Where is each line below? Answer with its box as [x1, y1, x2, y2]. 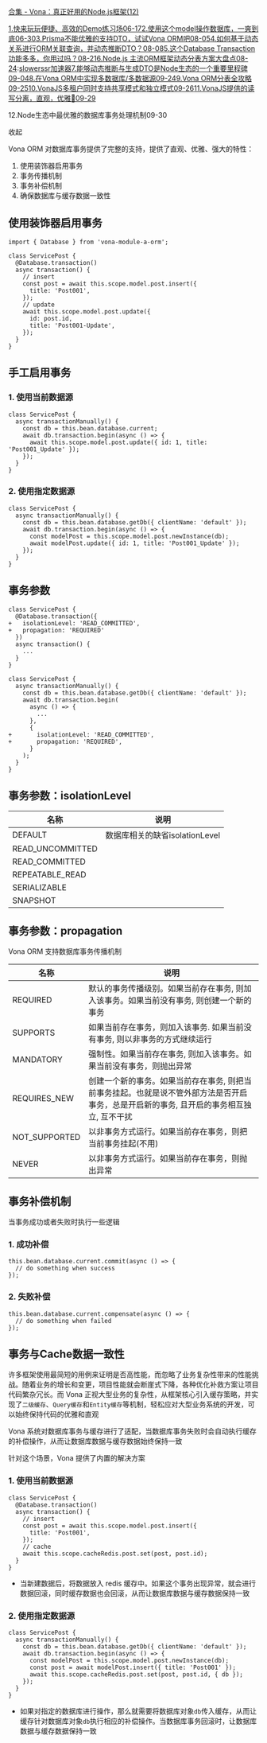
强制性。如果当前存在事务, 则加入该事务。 [88, 1049, 244, 1060]
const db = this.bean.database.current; [22, 424, 158, 432]
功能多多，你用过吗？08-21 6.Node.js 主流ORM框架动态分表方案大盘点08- [8, 54, 249, 63]
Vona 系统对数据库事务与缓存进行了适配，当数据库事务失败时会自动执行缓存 [8, 1426, 257, 1436]
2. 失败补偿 [8, 1291, 51, 1302]
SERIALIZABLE [12, 882, 68, 893]
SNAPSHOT [12, 895, 56, 906]
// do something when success [15, 1264, 115, 1273]
